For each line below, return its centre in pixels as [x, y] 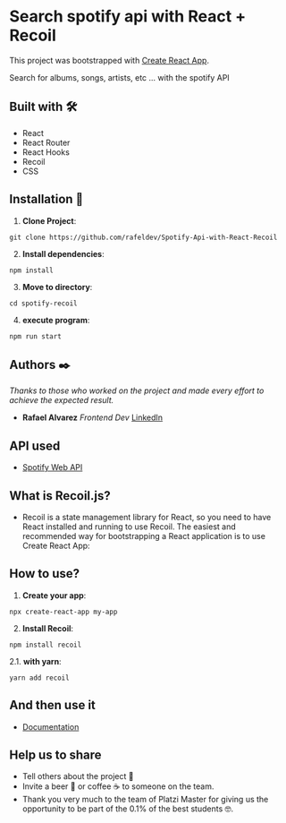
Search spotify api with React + [128, 17]
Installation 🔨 [46, 199]
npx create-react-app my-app [63, 612]
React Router [46, 142]
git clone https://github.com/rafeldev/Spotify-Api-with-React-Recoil [143, 237]
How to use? [45, 574]
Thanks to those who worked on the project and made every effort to [137, 390]
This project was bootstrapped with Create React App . [109, 60]
